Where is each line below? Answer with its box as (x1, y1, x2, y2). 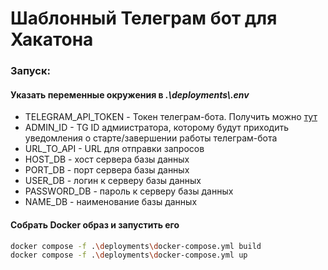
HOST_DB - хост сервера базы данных (24, 153, 190, 166)
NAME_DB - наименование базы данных (24, 196, 198, 208)
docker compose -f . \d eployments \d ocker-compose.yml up (10, 250, 248, 261)
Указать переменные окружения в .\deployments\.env (10, 88, 250, 101)
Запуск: (10, 64, 51, 78)
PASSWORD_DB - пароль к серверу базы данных (24, 185, 234, 197)
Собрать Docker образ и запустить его (10, 218, 180, 231)
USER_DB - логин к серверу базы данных (24, 175, 202, 187)
